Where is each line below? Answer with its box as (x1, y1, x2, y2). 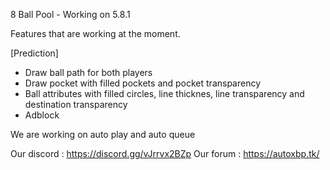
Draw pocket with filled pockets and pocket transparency (24, 77, 262, 89)
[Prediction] (10, 47, 59, 59)
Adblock (24, 109, 60, 121)
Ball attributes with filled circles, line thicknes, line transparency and (24, 88, 305, 99)
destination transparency (24, 99, 128, 110)
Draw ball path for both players (24, 67, 153, 78)
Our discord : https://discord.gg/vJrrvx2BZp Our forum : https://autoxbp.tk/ (10, 148, 320, 159)
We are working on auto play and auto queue (10, 129, 196, 140)
